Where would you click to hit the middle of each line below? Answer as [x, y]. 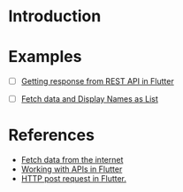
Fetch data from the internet [72, 160]
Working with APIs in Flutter [72, 169]
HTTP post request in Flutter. [74, 179]
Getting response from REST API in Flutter [97, 81]
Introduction [55, 16]
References [51, 135]
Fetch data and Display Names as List [89, 99]
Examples [45, 57]
